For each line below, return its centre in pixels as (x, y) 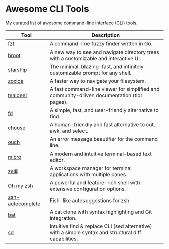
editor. (57, 160)
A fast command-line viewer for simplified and (105, 89)
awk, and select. (69, 131)
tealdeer (18, 95)
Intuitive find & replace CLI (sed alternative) (101, 226)
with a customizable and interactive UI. (95, 58)
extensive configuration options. (88, 189)
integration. (63, 218)
